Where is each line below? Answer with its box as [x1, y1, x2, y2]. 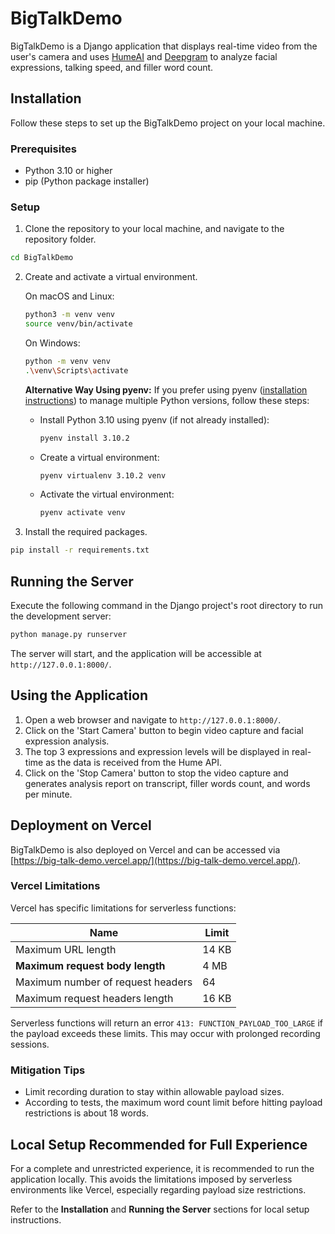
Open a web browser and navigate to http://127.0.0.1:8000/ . [24, 713, 282, 726]
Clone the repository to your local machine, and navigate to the [24, 223, 285, 235]
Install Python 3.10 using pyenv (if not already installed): [39, 413, 270, 426]
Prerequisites [10, 142, 77, 156]
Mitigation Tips [10, 1063, 86, 1077]
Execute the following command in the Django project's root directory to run [10, 600, 323, 612]
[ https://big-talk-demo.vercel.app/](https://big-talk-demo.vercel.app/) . [10, 854, 301, 866]
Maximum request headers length [15, 991, 174, 1005]
